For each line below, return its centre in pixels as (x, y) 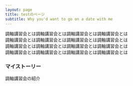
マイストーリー (23, 67)
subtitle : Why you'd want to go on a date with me (59, 19)
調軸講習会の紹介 (23, 78)
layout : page (19, 10)
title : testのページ (25, 14)
